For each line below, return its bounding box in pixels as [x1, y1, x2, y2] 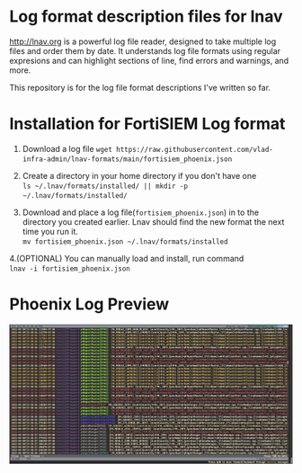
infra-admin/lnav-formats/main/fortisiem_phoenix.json [22, 155, 233, 164]
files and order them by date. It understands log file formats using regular [9, 45, 281, 56]
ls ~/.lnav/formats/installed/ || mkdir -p [22, 182, 189, 191]
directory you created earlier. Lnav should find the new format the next [22, 216, 285, 227]
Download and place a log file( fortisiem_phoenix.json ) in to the [22, 207, 259, 218]
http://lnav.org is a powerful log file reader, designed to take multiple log [9, 36, 277, 47]
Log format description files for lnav [9, 6, 283, 27]
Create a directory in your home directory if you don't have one [22, 170, 257, 181]
